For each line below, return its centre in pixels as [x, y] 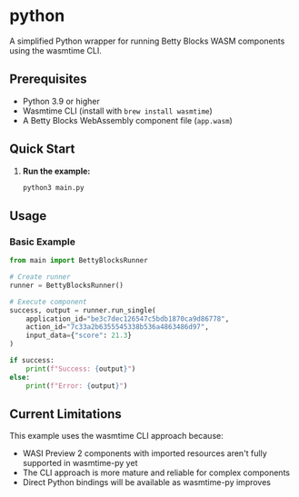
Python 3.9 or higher [61, 101]
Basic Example [42, 242]
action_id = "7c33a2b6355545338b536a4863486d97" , [117, 327]
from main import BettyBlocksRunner [79, 261]
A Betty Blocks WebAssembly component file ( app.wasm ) [128, 120]
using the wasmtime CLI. [56, 50]
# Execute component [49, 302]
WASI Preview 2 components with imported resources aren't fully [145, 453]
